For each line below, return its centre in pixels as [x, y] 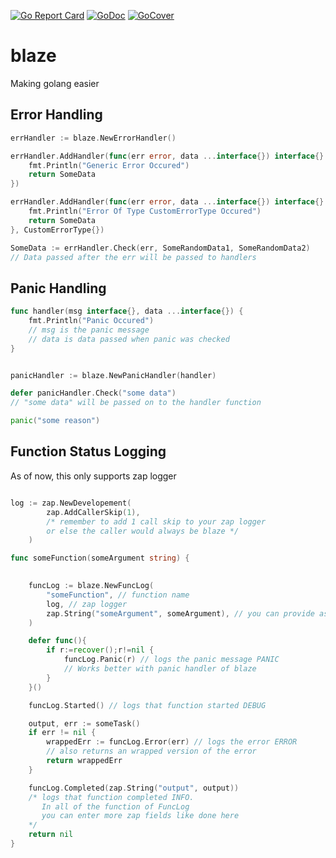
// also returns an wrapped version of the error [151, 751]
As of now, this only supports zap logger [93, 476]
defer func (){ [57, 641]
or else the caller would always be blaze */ [143, 531]
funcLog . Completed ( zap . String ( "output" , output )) [134, 788]
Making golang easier [55, 83]
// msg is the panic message [89, 330]
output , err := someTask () [84, 723]
